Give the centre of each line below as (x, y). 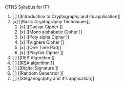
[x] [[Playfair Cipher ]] (42, 52)
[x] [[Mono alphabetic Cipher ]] (51, 32)
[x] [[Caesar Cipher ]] (41, 27)
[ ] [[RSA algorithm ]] (33, 63)
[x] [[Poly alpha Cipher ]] (44, 37)
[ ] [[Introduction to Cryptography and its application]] (66, 16)
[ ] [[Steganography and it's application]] (53, 78)
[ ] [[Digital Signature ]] (35, 68)
